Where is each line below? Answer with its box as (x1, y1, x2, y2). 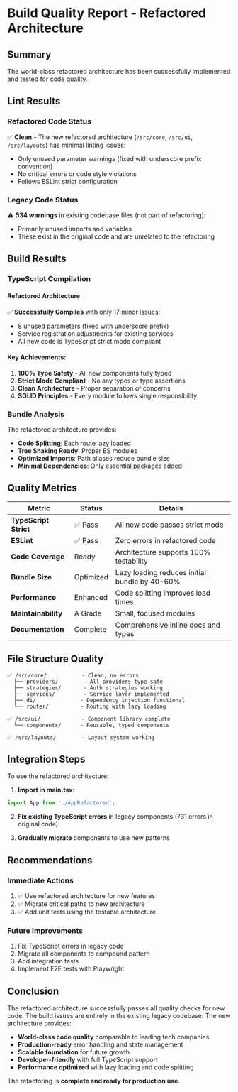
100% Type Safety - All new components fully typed (17, 368, 172, 377)
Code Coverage (11, 552, 65, 562)
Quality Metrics (7, 482, 77, 494)
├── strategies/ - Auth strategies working (13, 684, 163, 692)
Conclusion (7, 985, 59, 997)
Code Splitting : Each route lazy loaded (17, 439, 131, 447)
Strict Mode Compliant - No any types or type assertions (17, 376, 186, 385)
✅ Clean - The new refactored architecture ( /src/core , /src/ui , (7, 133, 193, 141)
